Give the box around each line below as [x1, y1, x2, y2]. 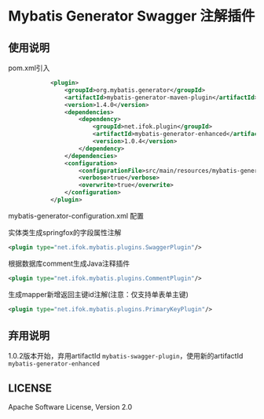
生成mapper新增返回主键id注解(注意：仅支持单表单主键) [8, 289, 189, 299]
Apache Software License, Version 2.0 [8, 402, 132, 412]
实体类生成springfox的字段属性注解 [8, 227, 122, 237]
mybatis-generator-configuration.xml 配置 [8, 211, 144, 220]
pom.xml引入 [8, 64, 50, 72]
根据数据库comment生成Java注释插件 [8, 259, 130, 268]
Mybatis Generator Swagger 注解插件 [8, 7, 255, 25]
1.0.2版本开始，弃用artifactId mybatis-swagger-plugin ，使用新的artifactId [8, 351, 244, 361]
